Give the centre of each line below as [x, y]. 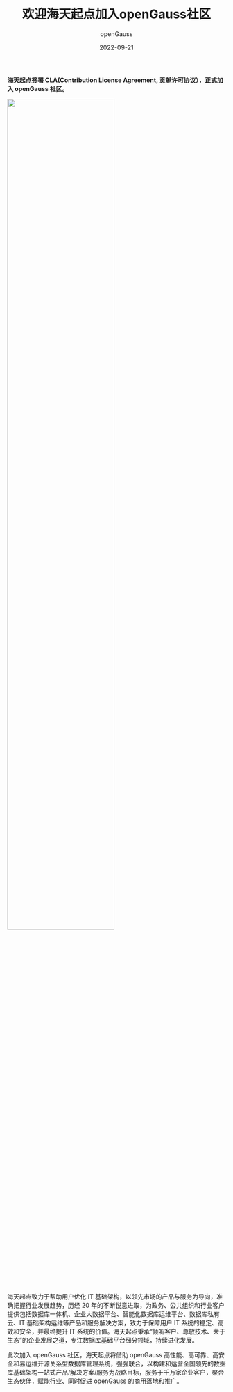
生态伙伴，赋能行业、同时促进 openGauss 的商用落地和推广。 [95, 1381]
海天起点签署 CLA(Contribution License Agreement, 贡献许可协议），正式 [112, 80]
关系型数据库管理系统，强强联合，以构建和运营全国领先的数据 [138, 1363]
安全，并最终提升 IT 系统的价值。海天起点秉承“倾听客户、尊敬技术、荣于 [122, 1331]
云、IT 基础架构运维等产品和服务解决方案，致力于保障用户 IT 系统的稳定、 [113, 1322]
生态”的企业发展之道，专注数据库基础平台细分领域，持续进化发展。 [103, 1340]
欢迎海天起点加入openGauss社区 [116, 14]
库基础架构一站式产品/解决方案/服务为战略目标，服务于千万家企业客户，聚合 [116, 1372]
